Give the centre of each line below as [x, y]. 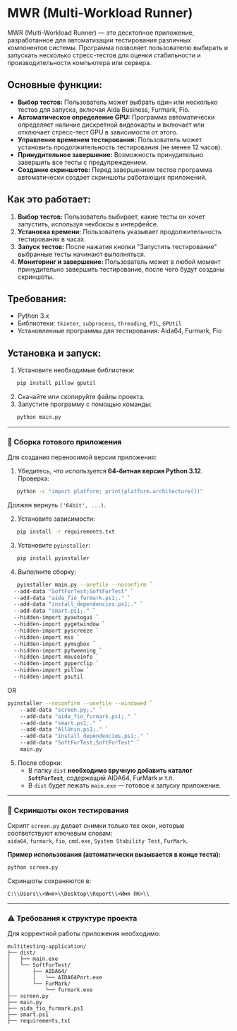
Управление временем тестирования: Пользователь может [110, 139]
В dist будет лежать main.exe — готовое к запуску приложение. [124, 785]
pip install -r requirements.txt [66, 532]
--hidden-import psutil [48, 677]
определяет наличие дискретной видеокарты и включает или [111, 125]
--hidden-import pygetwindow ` [60, 624]
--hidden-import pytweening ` [58, 650]
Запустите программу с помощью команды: [85, 404]
